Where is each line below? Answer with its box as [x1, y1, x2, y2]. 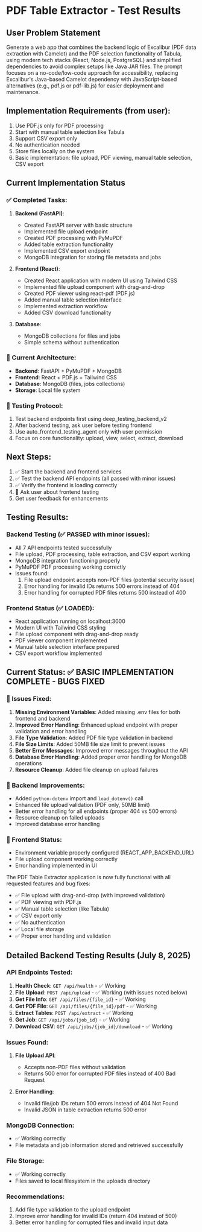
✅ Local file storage [14, 926, 65, 933]
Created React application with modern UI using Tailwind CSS [24, 277, 178, 284]
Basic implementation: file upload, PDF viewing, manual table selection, [14, 154, 192, 161]
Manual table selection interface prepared [14, 643, 119, 650]
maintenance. [6, 89, 40, 95]
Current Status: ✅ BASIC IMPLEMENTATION [6, 667, 174, 677]
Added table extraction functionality [24, 241, 113, 248]
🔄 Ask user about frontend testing [14, 488, 99, 495]
